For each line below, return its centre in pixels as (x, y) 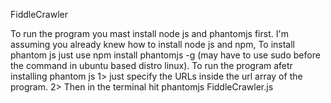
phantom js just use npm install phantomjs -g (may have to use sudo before (165, 55)
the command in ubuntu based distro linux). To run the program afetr (151, 65)
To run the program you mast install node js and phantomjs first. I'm (149, 33)
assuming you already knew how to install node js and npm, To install (152, 44)
